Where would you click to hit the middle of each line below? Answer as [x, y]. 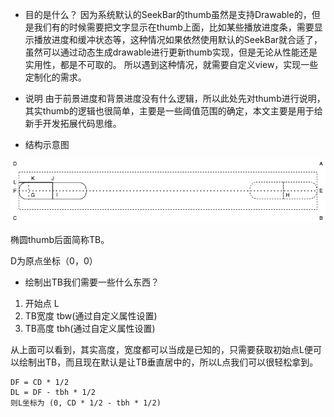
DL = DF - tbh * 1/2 [53, 393]
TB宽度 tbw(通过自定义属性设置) [91, 316]
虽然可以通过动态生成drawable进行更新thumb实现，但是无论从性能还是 [171, 52]
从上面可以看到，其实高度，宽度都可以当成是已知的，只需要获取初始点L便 [161, 350]
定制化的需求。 [55, 77]
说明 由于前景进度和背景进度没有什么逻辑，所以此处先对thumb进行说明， [175, 98]
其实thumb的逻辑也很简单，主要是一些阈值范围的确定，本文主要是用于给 [173, 111]
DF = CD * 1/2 [40, 383]
